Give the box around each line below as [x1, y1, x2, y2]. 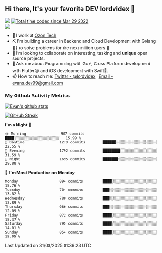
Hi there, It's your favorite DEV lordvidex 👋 [5, 5, 135, 13]
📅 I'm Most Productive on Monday [5, 170, 75, 175]
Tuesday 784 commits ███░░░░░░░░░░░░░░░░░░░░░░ [5, 188, 158, 192]
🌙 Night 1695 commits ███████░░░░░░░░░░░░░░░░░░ [5, 157, 158, 162]
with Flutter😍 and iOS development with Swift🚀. [12, 67, 108, 73]
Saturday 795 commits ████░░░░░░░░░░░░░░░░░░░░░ [5, 221, 158, 226]
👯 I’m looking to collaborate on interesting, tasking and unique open [12, 50, 148, 56]
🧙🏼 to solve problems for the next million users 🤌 [12, 45, 110, 51]
